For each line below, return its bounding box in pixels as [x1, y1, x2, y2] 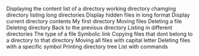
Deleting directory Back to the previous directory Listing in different [6, 24, 173, 31]
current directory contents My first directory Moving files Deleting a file [6, 18, 182, 24]
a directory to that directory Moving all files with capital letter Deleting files [6, 37, 191, 43]
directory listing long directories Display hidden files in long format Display [6, 11, 190, 18]
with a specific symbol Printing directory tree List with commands [6, 43, 168, 50]
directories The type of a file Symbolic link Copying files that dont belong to [6, 30, 193, 38]
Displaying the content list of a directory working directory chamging [6, 5, 176, 12]
